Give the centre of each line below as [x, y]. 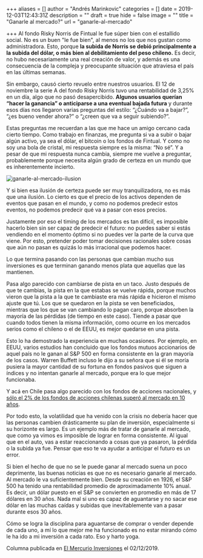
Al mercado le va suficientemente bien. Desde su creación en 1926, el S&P [99, 479]
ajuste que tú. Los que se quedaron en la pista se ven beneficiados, [91, 303]
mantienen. [20, 272]
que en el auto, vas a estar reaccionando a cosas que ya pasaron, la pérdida [101, 442]
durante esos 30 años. [34, 512]
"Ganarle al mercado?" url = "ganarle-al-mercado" [69, 22]
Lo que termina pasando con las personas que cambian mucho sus [90, 259]
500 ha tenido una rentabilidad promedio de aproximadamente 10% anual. [98, 486]
